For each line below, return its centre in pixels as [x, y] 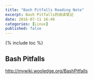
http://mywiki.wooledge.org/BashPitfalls [46, 70]
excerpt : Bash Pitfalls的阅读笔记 [39, 15]
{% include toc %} [24, 43]
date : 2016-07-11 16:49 [30, 19]
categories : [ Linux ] [27, 24]
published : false [23, 29]
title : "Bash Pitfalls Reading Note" [45, 10]
